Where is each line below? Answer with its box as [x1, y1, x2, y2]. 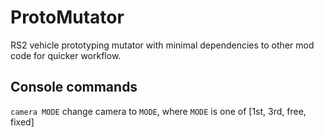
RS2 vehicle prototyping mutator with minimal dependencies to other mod [10, 39, 315, 51]
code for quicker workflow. [10, 49, 122, 61]
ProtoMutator [10, 6, 125, 29]
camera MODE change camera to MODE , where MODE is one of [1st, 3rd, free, [10, 105, 307, 117]
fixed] [10, 116, 35, 128]
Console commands [10, 79, 138, 96]
